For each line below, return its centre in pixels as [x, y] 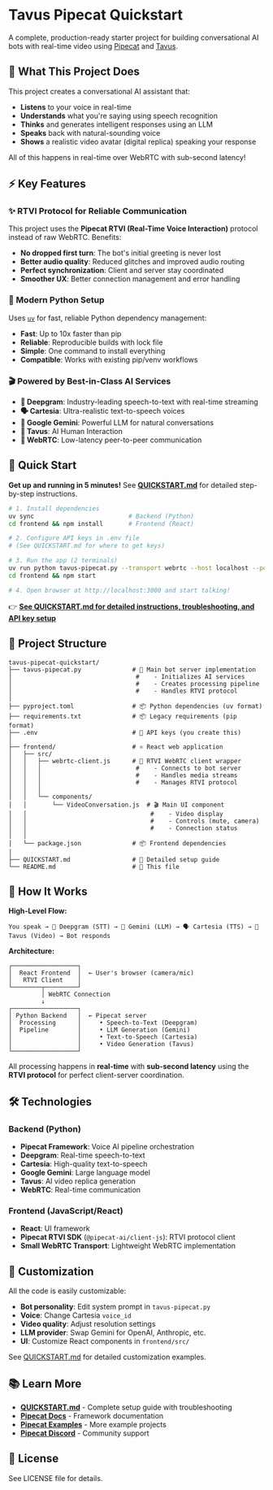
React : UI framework [55, 1228]
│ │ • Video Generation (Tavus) [102, 1045]
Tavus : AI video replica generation [78, 1181]
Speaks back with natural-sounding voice [90, 132]
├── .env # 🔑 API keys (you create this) [125, 732]
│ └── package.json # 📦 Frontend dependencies [117, 843]
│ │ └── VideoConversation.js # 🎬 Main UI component [117, 805]
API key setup [32, 618]
